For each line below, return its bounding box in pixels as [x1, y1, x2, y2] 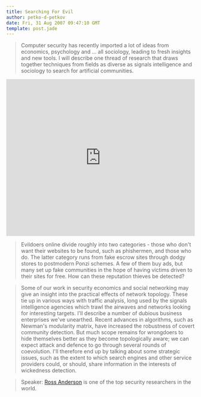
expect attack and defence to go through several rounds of [20, 341, 166, 349]
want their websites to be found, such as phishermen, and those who [20, 248, 191, 255]
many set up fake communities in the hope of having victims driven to [20, 267, 193, 274]
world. [20, 385, 37, 392]
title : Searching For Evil [6, 8, 74, 15]
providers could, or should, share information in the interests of [20, 361, 177, 368]
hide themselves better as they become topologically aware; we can [20, 335, 190, 343]
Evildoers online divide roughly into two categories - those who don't [20, 241, 191, 248]
